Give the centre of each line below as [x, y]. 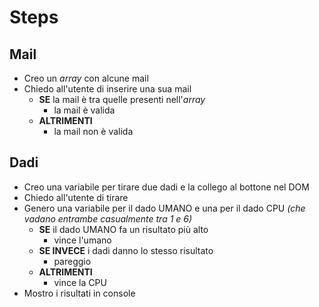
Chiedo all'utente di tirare [76, 197]
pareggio [72, 261]
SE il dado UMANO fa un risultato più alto [123, 229]
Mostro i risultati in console [79, 293]
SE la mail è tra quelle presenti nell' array [122, 99]
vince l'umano [82, 240]
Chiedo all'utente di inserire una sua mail [107, 89]
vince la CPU [80, 282]
